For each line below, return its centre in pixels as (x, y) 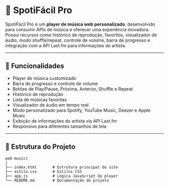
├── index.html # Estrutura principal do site (62, 167)
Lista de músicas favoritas (39, 100)
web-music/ (17, 158)
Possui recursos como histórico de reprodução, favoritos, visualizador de (81, 35)
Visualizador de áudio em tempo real (51, 105)
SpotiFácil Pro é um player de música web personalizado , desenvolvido (80, 24)
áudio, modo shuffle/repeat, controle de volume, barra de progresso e (78, 40)
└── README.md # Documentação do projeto (57, 180)
